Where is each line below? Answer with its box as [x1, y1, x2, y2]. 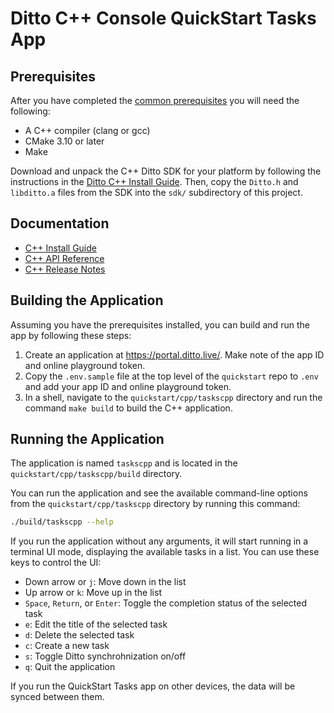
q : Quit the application [24, 661, 116, 673]
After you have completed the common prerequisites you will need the [10, 95, 300, 106]
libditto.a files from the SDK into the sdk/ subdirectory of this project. [10, 187, 303, 198]
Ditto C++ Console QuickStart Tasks [10, 7, 317, 30]
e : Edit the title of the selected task [24, 618, 168, 631]
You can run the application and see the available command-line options [10, 487, 308, 499]
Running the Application [10, 431, 165, 448]
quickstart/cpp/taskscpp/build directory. [10, 468, 183, 480]
